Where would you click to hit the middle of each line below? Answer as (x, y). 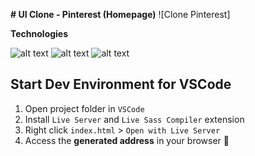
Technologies (39, 33)
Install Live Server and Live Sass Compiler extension (134, 119)
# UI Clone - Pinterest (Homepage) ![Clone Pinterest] (120, 14)
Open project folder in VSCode (84, 108)
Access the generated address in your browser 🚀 (127, 140)
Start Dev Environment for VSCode (121, 84)
